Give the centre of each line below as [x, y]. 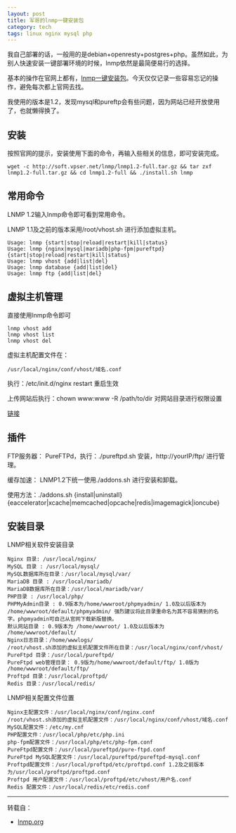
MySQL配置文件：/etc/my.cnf [46, 727]
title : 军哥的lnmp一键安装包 [46, 20]
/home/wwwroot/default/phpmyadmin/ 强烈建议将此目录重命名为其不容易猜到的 [111, 612]
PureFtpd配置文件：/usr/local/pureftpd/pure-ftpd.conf [87, 750]
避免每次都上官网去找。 [53, 87]
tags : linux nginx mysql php [50, 33]
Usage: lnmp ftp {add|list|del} [54, 273]
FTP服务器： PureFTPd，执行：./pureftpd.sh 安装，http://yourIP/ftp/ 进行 [113, 456]
